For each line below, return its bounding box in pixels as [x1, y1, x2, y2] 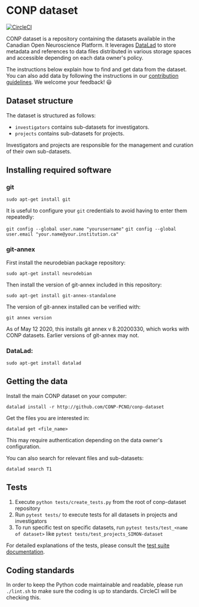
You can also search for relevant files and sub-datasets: [6, 454, 144, 461]
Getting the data [6, 376, 68, 386]
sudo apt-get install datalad [6, 360, 82, 366]
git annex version [6, 315, 52, 321]
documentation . [6, 548, 45, 555]
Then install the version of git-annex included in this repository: [6, 281, 163, 288]
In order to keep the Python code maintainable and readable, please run [6, 581, 183, 588]
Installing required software [6, 165, 112, 176]
